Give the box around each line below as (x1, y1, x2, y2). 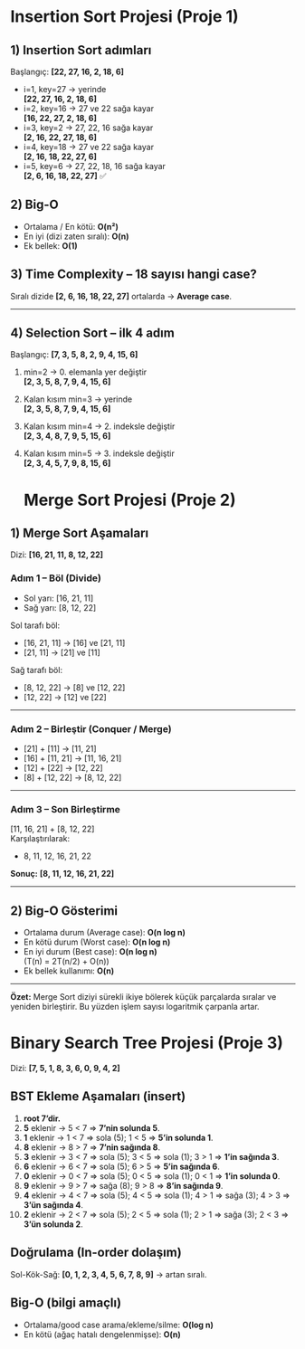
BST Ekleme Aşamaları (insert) (10, 1088, 186, 1105)
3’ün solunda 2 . (23, 1219, 84, 1230)
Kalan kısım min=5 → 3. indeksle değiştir (23, 448, 175, 459)
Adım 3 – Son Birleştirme (10, 803, 121, 815)
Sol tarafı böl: (10, 620, 61, 631)
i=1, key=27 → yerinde (23, 84, 107, 94)
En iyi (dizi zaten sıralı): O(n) (23, 231, 129, 242)
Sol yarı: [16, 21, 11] (23, 593, 94, 603)
